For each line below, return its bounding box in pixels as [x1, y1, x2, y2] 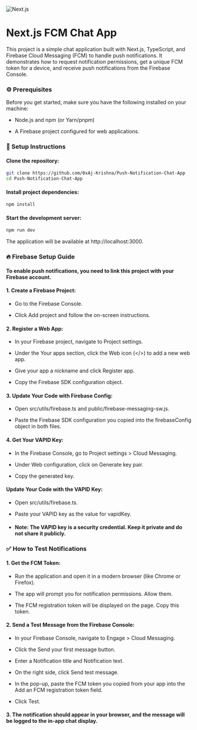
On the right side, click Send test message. [14, 669, 119, 676]
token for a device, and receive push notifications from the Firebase [6, 64, 171, 71]
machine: [6, 105, 29, 112]
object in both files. [14, 423, 62, 430]
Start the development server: [6, 214, 82, 221]
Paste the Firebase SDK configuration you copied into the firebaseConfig [14, 417, 192, 424]
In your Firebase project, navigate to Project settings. [14, 338, 143, 345]
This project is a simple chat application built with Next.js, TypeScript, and [6, 45, 185, 52]
